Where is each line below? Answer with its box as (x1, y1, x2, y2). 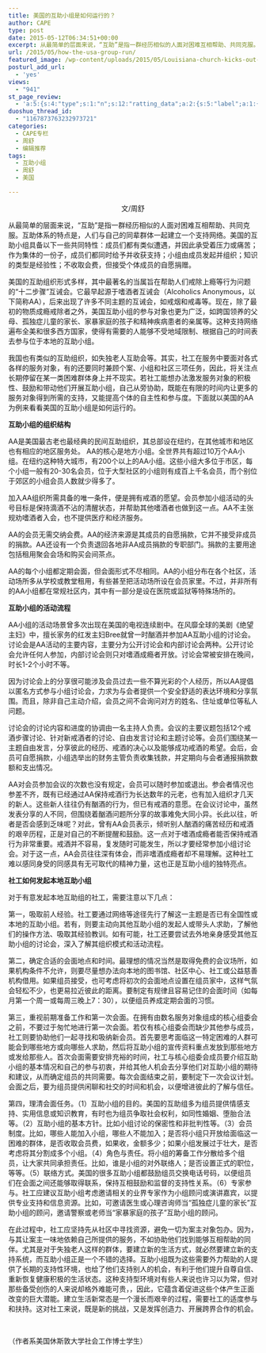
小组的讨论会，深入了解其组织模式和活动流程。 (14, 939, 168, 949)
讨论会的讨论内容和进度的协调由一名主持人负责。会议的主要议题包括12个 (8, 722, 245, 732)
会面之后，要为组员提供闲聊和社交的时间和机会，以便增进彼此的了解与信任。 (8, 1082, 258, 1091)
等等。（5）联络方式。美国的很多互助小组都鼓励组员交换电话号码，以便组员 (8, 1167, 252, 1178)
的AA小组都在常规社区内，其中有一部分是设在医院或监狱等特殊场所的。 (8, 586, 240, 596)
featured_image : (8, 56, 62, 64)
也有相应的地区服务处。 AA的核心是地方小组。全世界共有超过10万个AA (8, 446, 238, 456)
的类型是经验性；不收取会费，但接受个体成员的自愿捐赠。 (8, 259, 196, 270)
